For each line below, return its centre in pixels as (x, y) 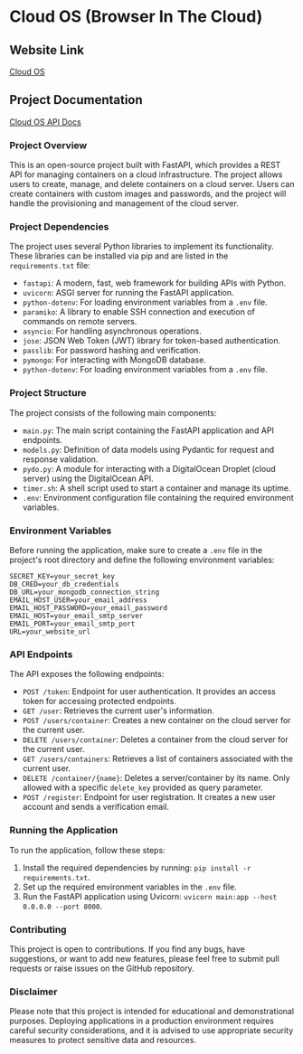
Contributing (38, 929)
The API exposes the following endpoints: (87, 674)
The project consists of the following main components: (113, 412)
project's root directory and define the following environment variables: (142, 560)
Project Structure (48, 393)
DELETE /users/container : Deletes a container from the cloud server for (155, 739)
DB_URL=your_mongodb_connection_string (85, 592)
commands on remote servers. (80, 322)
